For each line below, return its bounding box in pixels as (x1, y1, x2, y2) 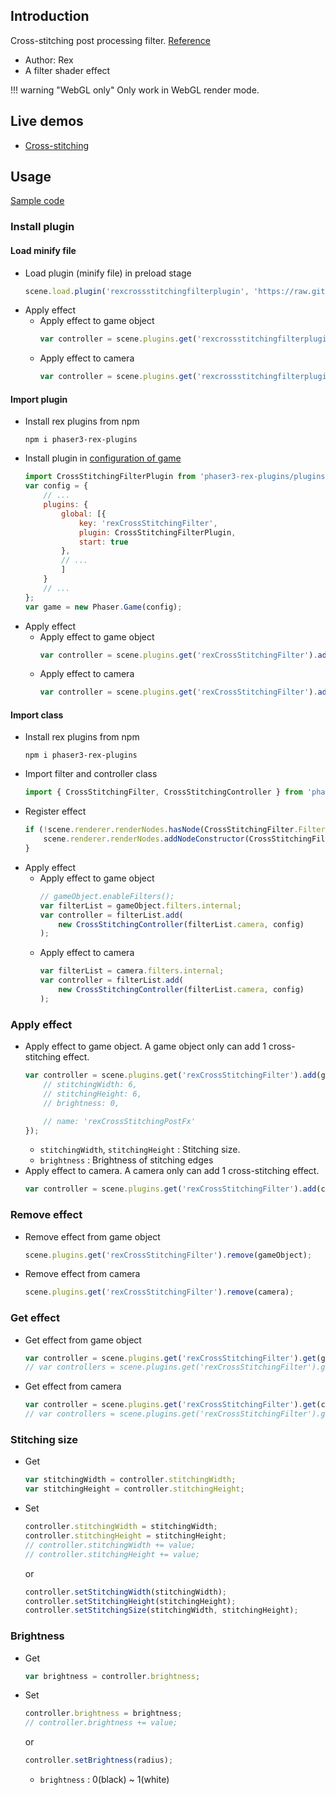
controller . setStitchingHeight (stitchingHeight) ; (24, 1596, 237, 1606)
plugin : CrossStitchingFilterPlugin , (78, 527, 237, 538)
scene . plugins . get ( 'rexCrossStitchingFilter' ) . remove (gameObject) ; (24, 1250, 313, 1260)
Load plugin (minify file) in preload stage (24, 267, 192, 279)
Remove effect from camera (24, 1268, 141, 1280)
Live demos (10, 113, 84, 130)
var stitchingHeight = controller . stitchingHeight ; (24, 1484, 245, 1494)
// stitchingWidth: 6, (43, 1080, 138, 1090)
